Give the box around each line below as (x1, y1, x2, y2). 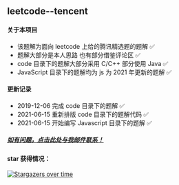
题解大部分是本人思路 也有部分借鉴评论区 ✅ (17, 51, 141, 59)
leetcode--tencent (7, 6, 88, 17)
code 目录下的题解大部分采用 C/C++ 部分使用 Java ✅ (17, 59, 169, 67)
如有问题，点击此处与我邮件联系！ (7, 135, 104, 144)
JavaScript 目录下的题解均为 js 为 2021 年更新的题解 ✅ (17, 68, 172, 76)
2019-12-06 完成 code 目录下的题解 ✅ (17, 101, 125, 109)
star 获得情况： (7, 154, 51, 162)
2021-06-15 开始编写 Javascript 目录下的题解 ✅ (17, 118, 153, 127)
